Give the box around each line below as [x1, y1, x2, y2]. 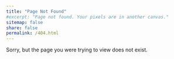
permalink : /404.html [6, 30, 59, 36]
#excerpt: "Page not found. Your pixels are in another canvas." [6, 14, 169, 20]
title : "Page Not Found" [6, 8, 67, 15]
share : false [6, 25, 38, 31]
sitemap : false [6, 19, 43, 25]
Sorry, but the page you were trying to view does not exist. [6, 46, 148, 53]
